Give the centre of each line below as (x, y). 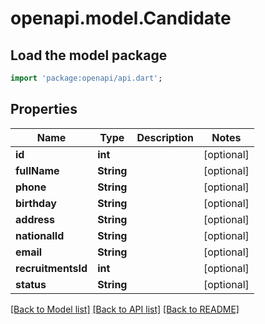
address (35, 219)
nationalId (40, 235)
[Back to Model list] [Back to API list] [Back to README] (125, 309)
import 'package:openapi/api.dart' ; (86, 78)
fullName (37, 170)
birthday (36, 203)
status (31, 284)
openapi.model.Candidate (121, 18)
